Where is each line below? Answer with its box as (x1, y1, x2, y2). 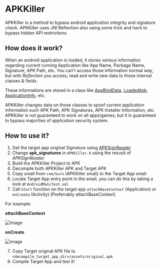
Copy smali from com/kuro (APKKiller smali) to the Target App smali (12, 170, 147, 176)
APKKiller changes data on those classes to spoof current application (5, 102, 145, 108)
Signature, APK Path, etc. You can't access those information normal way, (5, 67, 154, 73)
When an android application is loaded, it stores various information (5, 57, 141, 63)
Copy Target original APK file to (12, 248, 76, 254)
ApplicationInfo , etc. (5, 92, 46, 98)
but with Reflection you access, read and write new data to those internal (5, 72, 152, 79)
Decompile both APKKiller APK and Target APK (12, 165, 106, 171)
